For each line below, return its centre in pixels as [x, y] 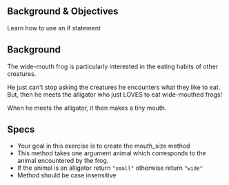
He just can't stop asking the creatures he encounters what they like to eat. [114, 87]
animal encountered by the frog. [63, 161]
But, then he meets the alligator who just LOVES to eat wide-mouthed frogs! [115, 94]
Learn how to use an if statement [54, 28]
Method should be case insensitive [67, 175]
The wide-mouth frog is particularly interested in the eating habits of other [113, 66]
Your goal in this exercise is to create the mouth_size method [103, 146]
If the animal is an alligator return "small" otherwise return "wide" [110, 168]
